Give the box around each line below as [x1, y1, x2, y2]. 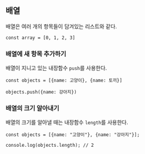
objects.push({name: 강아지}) [5, 89, 77, 95]
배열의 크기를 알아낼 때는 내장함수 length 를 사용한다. [5, 119, 129, 126]
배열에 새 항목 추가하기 [5, 50, 67, 58]
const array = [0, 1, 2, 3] [5, 35, 76, 41]
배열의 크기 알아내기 [5, 104, 60, 113]
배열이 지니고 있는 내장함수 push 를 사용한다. [5, 65, 107, 72]
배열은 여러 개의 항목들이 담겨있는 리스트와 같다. [5, 23, 118, 30]
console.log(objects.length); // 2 [5, 143, 94, 149]
